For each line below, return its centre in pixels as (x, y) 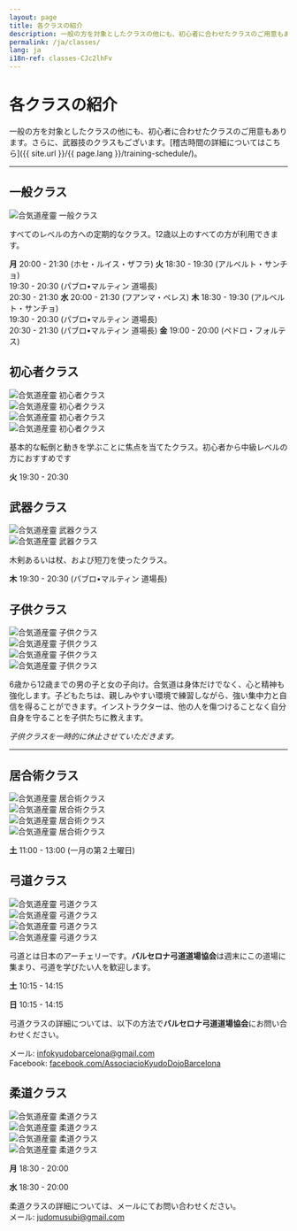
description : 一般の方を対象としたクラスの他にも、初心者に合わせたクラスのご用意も (147, 34)
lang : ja (25, 50)
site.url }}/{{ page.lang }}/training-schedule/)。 (117, 153)
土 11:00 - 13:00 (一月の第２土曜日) (72, 850)
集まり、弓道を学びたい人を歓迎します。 (83, 966)
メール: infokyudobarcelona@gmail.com (82, 1053)
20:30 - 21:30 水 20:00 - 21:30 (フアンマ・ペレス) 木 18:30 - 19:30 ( (132, 296)
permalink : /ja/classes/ (55, 42)
